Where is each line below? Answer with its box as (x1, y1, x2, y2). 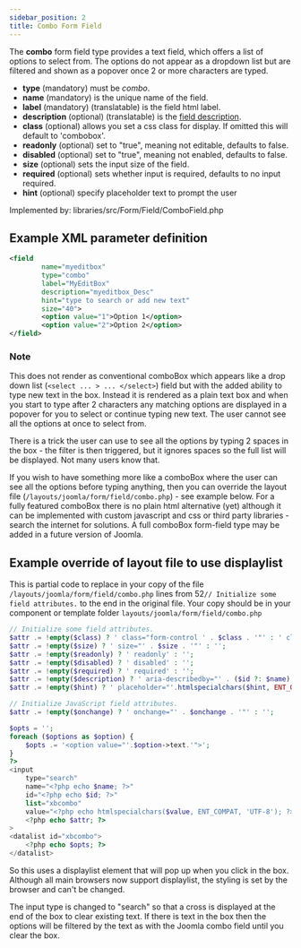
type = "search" (25, 774, 78, 783)
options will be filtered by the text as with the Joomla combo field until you (9, 920, 284, 931)
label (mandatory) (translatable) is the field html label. (21, 101, 221, 112)
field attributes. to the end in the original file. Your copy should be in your (9, 598, 291, 609)
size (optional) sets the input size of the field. (21, 159, 190, 169)
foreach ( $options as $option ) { (9, 732, 134, 741)
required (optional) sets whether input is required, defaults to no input (21, 168, 281, 179)
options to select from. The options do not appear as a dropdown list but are (9, 56, 291, 66)
